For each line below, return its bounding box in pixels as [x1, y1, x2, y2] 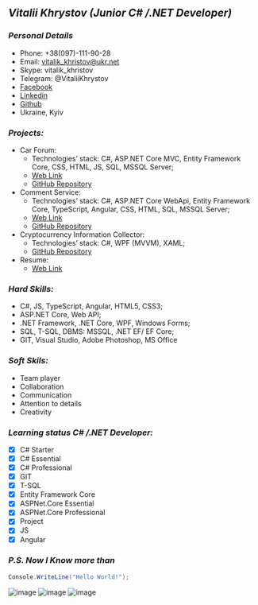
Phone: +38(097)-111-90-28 [19, 48, 111, 58]
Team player [19, 373, 61, 382]
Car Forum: [19, 145, 57, 154]
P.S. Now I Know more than [8, 555, 115, 566]
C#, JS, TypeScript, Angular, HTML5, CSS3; [19, 301, 163, 311]
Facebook [19, 82, 53, 91]
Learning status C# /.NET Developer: [8, 427, 153, 438]
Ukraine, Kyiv [19, 107, 64, 117]
